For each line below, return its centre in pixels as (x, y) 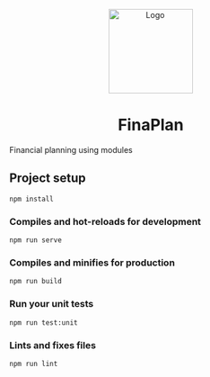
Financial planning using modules (71, 149)
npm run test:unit (44, 323)
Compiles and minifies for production (92, 263)
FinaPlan (151, 125)
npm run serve (36, 240)
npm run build (36, 282)
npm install (31, 199)
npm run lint (34, 364)
